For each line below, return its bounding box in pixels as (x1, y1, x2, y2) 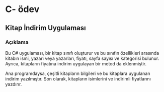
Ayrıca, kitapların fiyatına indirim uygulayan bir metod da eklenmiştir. (5, 60, 147, 66)
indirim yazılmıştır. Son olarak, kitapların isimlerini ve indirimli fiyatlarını (5, 75, 151, 81)
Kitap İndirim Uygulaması (5, 24, 87, 32)
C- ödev (5, 4, 40, 15)
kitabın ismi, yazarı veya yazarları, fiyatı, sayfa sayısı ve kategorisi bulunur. (5, 55, 159, 61)
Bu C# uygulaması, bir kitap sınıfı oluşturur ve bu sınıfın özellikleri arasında (5, 50, 159, 56)
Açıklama (5, 39, 29, 46)
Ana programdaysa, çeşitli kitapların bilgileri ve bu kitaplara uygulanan (5, 70, 150, 76)
